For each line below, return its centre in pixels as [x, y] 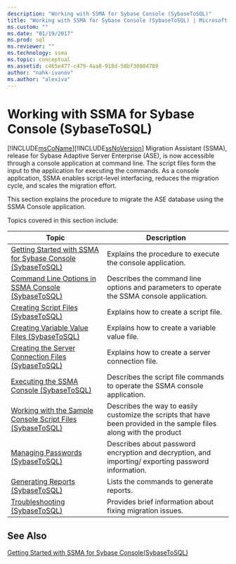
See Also [27, 536]
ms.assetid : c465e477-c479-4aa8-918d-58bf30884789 [83, 66]
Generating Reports [43, 482]
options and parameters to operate [164, 288]
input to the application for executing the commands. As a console [103, 171]
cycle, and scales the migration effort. [62, 186]
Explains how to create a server [158, 352]
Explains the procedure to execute [163, 254]
